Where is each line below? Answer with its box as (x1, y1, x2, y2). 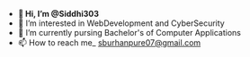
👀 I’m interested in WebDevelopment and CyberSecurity (17, 18, 225, 28)
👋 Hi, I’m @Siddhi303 (17, 9, 99, 19)
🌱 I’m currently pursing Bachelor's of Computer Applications (17, 28, 241, 37)
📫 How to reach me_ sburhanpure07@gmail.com (17, 37, 201, 48)
